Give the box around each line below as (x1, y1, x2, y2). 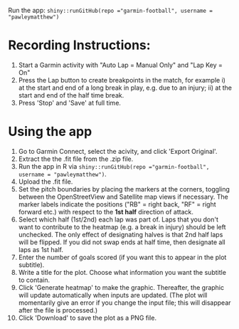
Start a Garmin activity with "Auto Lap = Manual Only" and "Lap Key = (18, 61, 223, 69)
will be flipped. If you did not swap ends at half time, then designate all (18, 238, 226, 246)
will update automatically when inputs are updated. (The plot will (18, 291, 208, 299)
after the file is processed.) (18, 305, 98, 314)
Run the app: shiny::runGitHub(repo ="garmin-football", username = (8, 6, 213, 14)
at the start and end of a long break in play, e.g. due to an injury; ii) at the (18, 83, 232, 92)
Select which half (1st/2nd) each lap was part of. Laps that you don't (18, 215, 219, 224)
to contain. (18, 276, 51, 284)
